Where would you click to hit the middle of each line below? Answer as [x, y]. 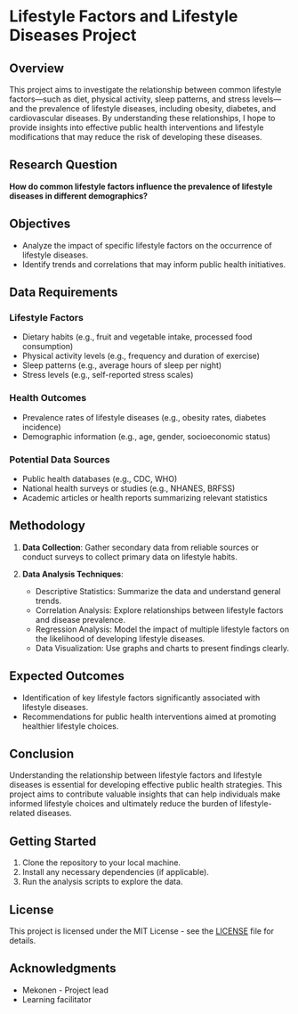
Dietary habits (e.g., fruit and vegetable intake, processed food [137, 337]
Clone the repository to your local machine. [101, 863]
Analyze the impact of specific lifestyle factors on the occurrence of [147, 245]
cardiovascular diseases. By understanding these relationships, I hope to [142, 118]
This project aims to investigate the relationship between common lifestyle [145, 90]
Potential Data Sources [60, 459]
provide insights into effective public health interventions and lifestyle [137, 127]
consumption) [48, 347]
